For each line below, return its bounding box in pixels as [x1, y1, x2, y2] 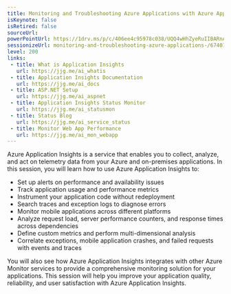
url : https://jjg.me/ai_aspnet [16, 93, 107, 100]
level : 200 [7, 49, 38, 56]
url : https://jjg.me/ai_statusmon [16, 106, 115, 113]
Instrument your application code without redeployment [16, 193, 175, 201]
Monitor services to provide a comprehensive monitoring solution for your [7, 264, 217, 273]
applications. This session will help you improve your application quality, [7, 272, 212, 280]
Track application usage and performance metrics [16, 185, 159, 194]
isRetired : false [7, 23, 57, 30]
